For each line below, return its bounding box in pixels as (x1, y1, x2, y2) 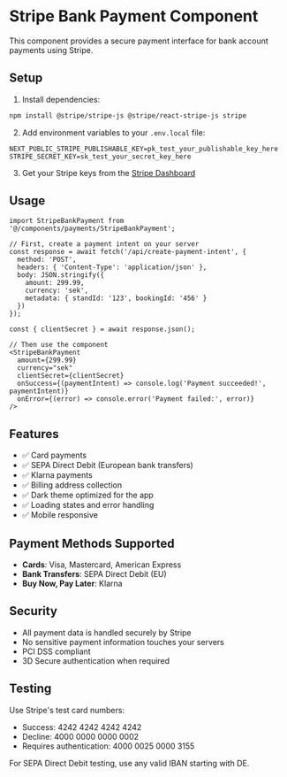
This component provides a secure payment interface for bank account (9, 35, 269, 46)
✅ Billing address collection (21, 480, 122, 490)
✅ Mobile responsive (21, 510, 99, 520)
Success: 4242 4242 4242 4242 (21, 721, 142, 732)
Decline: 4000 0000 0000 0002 (21, 731, 140, 742)
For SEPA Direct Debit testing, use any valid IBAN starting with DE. (9, 758, 250, 768)
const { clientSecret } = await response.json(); (9, 325, 196, 334)
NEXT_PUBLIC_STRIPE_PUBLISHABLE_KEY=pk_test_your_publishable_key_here (9, 144, 278, 153)
